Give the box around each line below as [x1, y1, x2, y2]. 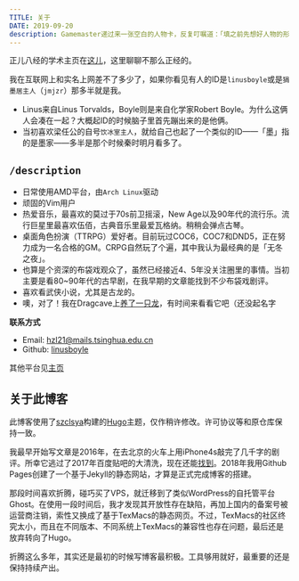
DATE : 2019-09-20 [9, 21, 74, 30]
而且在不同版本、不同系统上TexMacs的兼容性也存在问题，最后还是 [39, 521, 285, 531]
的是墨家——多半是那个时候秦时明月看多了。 [21, 137, 187, 148]
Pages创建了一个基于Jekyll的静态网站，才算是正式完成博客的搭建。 [9, 469, 256, 479]
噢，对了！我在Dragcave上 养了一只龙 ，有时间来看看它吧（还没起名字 [21, 298, 277, 308]
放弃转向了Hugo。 [9, 532, 77, 543]
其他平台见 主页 [9, 363, 64, 373]
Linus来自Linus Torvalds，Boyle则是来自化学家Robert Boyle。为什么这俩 [21, 104, 288, 115]
